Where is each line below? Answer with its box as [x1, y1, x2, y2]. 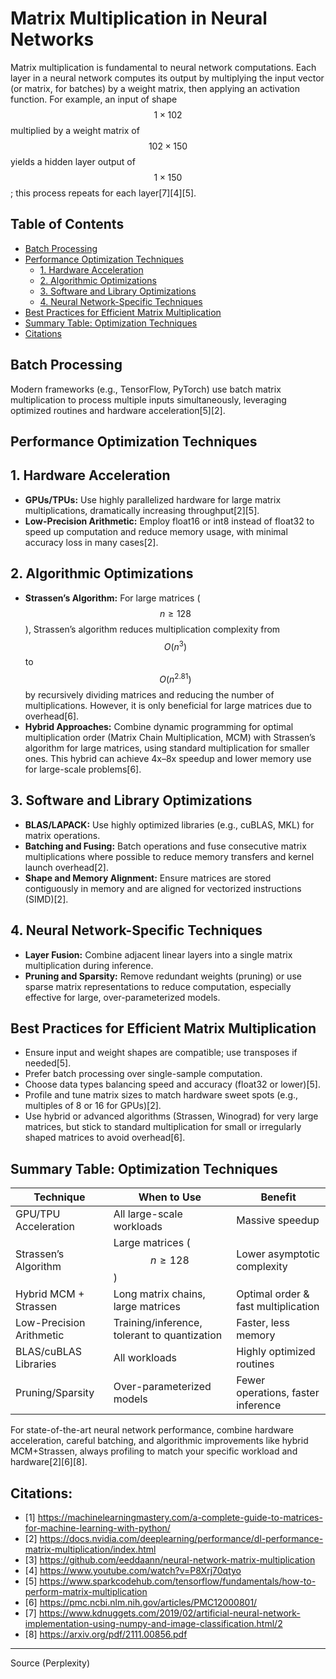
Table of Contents [10, 216, 125, 233]
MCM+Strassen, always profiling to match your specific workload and [10, 1445, 298, 1457]
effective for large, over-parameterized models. [24, 991, 221, 1003]
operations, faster [236, 1386, 320, 1400]
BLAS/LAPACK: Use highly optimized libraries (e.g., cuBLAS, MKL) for [24, 818, 315, 831]
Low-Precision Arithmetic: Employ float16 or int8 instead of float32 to [24, 515, 315, 527]
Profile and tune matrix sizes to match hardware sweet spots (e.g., [24, 1089, 299, 1101]
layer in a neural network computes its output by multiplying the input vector [10, 72, 325, 84]
